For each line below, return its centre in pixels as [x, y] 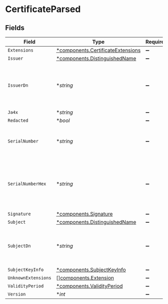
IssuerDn [18, 86]
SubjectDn [19, 246]
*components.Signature [84, 214]
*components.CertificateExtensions [98, 50]
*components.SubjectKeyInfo [91, 270]
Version [17, 294]
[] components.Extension [85, 278]
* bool [63, 120]
